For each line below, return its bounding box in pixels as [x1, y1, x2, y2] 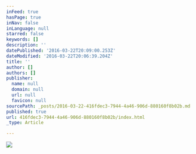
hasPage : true [6, 14, 42, 20]
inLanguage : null [6, 25, 49, 32]
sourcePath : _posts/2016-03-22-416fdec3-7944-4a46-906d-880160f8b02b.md [6, 103, 191, 109]
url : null [11, 92, 36, 98]
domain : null [11, 87, 44, 93]
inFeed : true [6, 8, 39, 15]
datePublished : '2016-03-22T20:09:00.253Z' [6, 48, 116, 54]
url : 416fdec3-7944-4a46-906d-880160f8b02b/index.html [6, 114, 145, 120]
